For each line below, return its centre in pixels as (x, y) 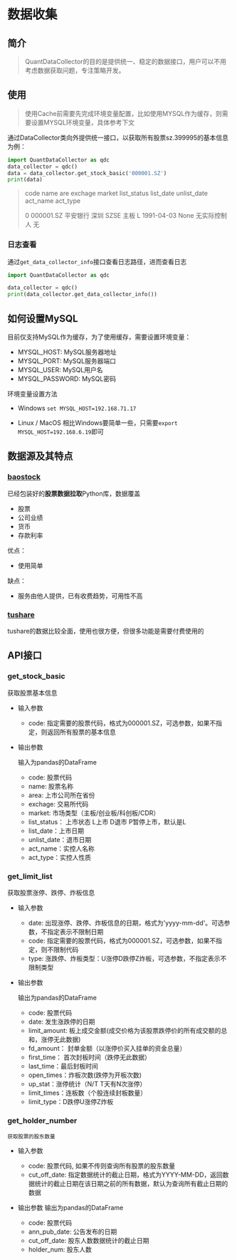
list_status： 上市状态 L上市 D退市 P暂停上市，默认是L (107, 821)
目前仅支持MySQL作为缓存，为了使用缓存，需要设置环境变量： (99, 337)
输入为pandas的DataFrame (57, 762)
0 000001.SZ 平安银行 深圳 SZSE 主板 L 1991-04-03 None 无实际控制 (126, 216)
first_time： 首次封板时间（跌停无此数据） (90, 1057)
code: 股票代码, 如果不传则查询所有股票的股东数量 (102, 1166)
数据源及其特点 (40, 456)
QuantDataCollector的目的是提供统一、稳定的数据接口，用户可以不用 (125, 62)
